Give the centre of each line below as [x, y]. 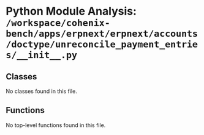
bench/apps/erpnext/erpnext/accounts [102, 34]
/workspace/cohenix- [58, 23]
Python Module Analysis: [71, 11]
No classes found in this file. [41, 91]
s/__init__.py [42, 55]
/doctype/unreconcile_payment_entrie [102, 44]
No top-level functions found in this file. [56, 125]
